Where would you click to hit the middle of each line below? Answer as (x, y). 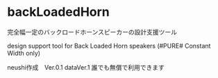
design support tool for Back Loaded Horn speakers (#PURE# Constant (109, 46)
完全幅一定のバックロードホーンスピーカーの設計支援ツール (92, 32)
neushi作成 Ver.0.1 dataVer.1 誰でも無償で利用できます (86, 67)
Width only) (24, 53)
